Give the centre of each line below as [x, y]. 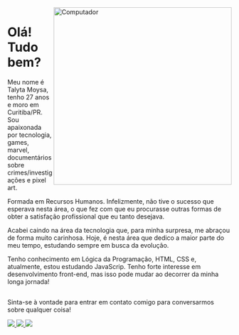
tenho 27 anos [28, 97]
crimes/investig [30, 172]
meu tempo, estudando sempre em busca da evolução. [88, 245]
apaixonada [25, 127]
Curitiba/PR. [25, 112]
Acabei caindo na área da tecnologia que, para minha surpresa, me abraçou [118, 230]
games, [18, 142]
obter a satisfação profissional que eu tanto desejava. [86, 216]
